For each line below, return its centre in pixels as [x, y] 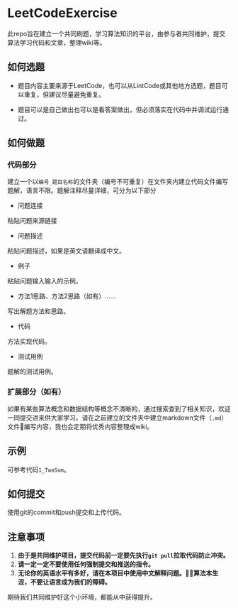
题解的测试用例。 [32, 371]
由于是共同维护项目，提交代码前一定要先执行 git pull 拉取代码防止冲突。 [124, 555]
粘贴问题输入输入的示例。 [45, 281]
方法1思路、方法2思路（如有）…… [67, 296]
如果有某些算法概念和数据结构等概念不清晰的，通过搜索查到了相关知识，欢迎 [119, 408]
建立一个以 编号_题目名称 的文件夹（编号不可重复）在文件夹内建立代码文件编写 [118, 182]
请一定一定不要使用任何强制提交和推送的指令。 [86, 564]
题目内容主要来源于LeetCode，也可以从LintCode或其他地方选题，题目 [119, 85]
